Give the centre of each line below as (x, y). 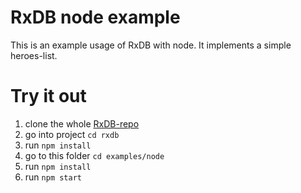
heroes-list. (34, 55)
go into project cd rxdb (72, 134)
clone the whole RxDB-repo (82, 123)
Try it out (48, 96)
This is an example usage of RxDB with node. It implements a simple (151, 45)
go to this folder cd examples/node (94, 155)
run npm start (53, 177)
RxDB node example (95, 17)
